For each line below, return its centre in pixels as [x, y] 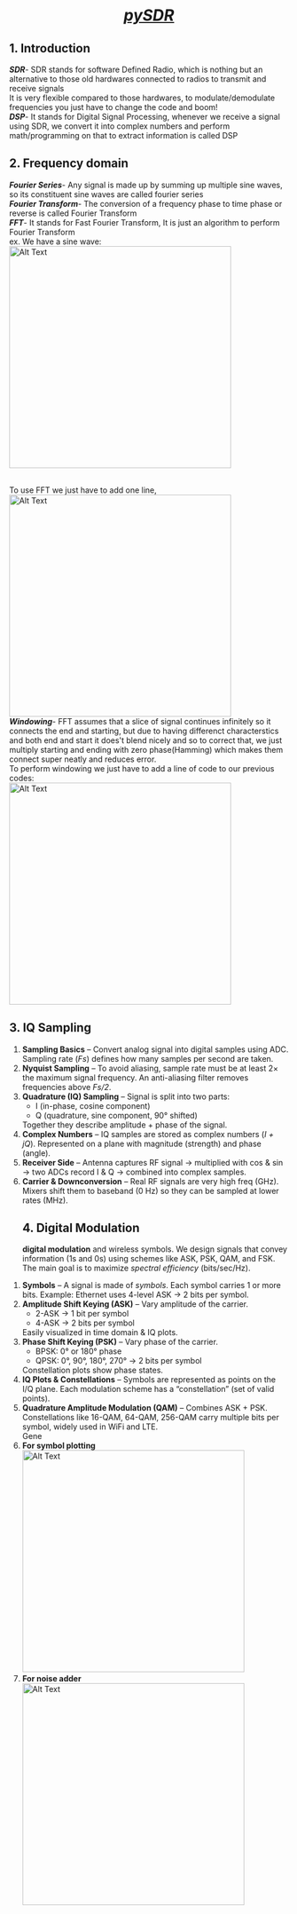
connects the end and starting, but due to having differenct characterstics [144, 731]
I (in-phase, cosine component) [93, 1105]
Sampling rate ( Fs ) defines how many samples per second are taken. [148, 1058]
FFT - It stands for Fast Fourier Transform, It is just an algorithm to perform [145, 222]
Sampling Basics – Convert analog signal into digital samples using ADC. [155, 1049]
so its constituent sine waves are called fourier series [106, 194]
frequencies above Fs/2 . [66, 1087]
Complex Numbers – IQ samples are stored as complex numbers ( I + [148, 1134]
